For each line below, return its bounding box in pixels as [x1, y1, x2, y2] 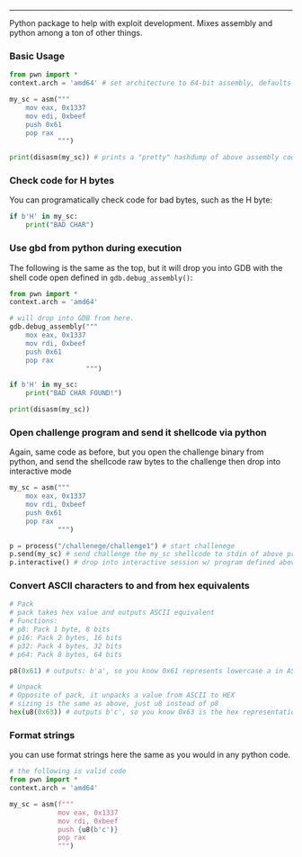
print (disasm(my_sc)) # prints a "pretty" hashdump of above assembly [9, 153, 280, 162]
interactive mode [9, 465, 72, 477]
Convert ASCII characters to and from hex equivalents [9, 580, 250, 592]
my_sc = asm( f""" [9, 799, 75, 808]
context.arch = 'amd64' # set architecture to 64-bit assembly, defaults [9, 78, 292, 88]
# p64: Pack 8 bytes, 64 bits [9, 650, 123, 659]
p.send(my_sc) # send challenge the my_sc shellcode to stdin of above [9, 550, 283, 559]
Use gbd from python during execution [9, 242, 182, 255]
